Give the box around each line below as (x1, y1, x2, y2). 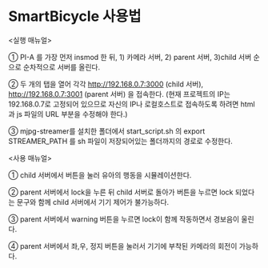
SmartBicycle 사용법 (8, 7, 142, 26)
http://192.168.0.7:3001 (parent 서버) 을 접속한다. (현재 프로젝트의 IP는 (8, 89, 230, 98)
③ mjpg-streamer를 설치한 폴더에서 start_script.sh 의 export (8, 126, 206, 136)
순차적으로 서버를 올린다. (22, 62, 101, 72)
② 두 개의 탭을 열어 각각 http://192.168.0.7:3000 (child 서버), (8, 79, 204, 89)
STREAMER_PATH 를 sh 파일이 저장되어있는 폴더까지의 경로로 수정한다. (8, 136, 234, 146)
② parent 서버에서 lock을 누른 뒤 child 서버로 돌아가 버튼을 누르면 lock (8, 187, 234, 197)
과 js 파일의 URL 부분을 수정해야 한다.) (8, 109, 128, 118)
